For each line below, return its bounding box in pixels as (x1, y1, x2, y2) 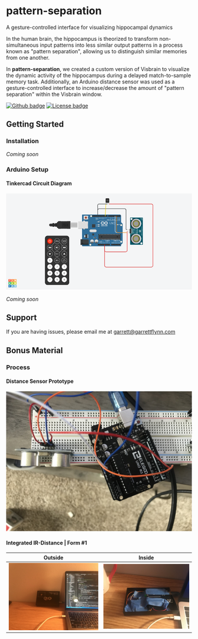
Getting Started (6, 120, 64, 130)
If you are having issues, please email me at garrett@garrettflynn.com (6, 328, 176, 335)
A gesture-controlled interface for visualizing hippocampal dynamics (6, 24, 173, 31)
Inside (138, 554, 154, 561)
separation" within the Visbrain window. (6, 91, 103, 98)
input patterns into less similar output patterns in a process (39, 41, 183, 49)
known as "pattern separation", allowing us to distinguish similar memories (6, 47, 187, 54)
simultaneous (6, 41, 39, 49)
